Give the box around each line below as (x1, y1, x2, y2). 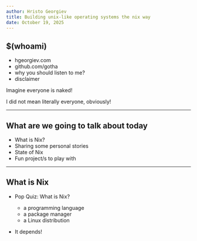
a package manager (23, 211, 72, 218)
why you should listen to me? (14, 69, 85, 76)
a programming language (23, 204, 84, 211)
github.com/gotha (14, 63, 58, 70)
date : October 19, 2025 (6, 19, 64, 25)
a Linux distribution (23, 216, 70, 223)
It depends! (14, 228, 43, 235)
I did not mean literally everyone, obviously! (6, 98, 111, 106)
